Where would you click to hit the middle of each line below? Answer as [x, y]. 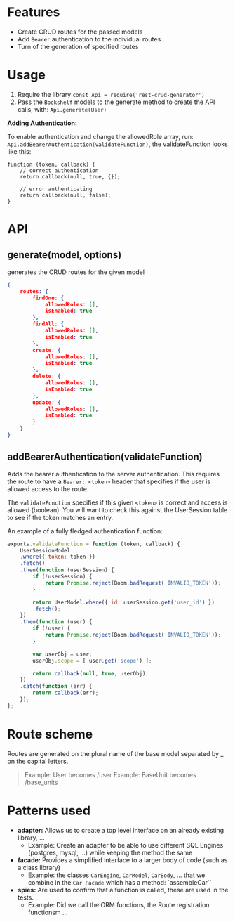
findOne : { [48, 298]
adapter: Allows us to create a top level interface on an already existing [121, 830]
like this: [19, 151]
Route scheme [50, 734]
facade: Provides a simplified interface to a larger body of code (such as [122, 860]
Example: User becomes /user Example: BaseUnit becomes [110, 774]
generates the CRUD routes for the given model [76, 272]
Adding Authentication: [42, 123]
